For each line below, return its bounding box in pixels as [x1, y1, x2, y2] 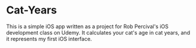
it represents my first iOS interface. [6, 35, 92, 42]
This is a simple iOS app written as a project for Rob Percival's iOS [6, 23, 169, 30]
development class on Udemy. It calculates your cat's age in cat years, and [6, 29, 191, 36]
